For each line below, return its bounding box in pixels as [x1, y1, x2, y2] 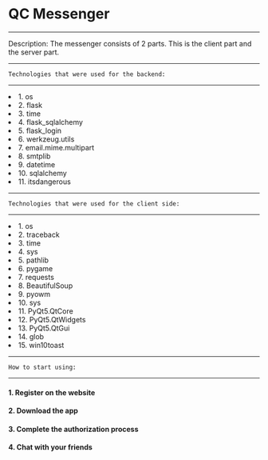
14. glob [18, 331, 45, 341]
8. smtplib [18, 151, 51, 161]
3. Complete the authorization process [8, 424, 139, 434]
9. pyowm [18, 289, 51, 298]
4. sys [18, 246, 38, 256]
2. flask [18, 100, 43, 110]
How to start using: [8, 363, 77, 371]
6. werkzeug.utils [18, 134, 75, 144]
